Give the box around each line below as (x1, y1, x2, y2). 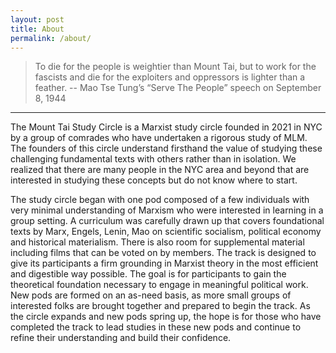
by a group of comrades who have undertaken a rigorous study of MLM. (10, 132, 308, 144)
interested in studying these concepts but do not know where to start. (10, 174, 298, 186)
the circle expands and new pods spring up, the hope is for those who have (10, 311, 322, 323)
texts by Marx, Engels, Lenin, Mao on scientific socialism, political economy (10, 226, 322, 238)
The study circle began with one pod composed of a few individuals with (10, 194, 310, 206)
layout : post (10, 14, 65, 25)
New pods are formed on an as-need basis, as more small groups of (10, 289, 292, 301)
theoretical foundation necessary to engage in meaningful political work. (10, 279, 309, 291)
